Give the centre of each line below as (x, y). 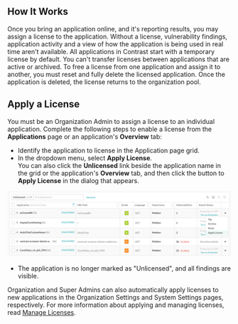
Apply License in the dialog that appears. (79, 180)
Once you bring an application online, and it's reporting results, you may (113, 28)
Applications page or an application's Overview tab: (85, 136)
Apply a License (44, 104)
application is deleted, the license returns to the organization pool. (104, 82)
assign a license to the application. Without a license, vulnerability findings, (117, 36)
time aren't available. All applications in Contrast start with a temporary (111, 51)
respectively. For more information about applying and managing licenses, (116, 305)
